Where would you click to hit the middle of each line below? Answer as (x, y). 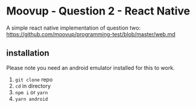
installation (28, 53)
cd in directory (33, 86)
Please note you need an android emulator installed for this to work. (91, 68)
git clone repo (34, 79)
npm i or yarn (31, 92)
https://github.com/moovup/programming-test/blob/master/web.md (91, 34)
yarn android (31, 99)
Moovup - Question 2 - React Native (98, 11)
